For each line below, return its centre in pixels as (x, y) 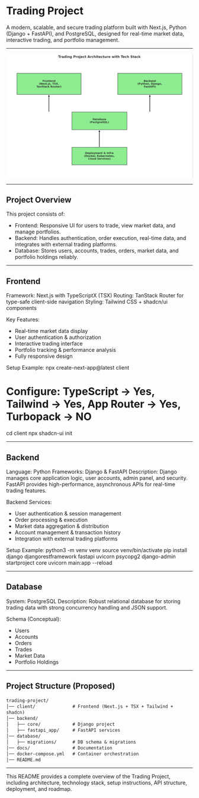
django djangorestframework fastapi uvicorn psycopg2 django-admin (91, 556)
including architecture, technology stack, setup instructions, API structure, (97, 783)
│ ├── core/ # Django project (61, 724)
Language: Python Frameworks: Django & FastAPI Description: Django (92, 472)
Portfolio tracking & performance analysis (65, 350)
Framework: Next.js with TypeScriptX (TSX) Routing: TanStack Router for (95, 296)
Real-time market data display (51, 331)
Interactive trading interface (49, 344)
